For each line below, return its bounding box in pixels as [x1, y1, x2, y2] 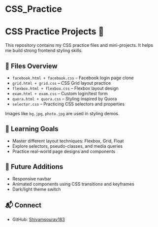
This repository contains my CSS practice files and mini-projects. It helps [5, 42, 154, 48]
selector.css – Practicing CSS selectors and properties [12, 101, 125, 107]
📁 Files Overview [5, 62, 58, 70]
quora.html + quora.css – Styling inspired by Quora [12, 96, 117, 101]
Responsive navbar [12, 176, 52, 182]
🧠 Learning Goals [5, 125, 59, 133]
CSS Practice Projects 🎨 [5, 26, 104, 37]
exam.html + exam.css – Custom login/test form [12, 90, 108, 97]
